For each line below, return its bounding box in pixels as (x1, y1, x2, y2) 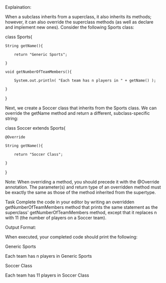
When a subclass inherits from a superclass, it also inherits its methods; (5, 14, 152, 19)
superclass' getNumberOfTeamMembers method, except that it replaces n (5, 210, 157, 215)
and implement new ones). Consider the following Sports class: (5, 24, 135, 30)
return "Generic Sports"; (14, 52, 68, 57)
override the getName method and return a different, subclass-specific (5, 110, 150, 116)
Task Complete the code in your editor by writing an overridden (5, 199, 135, 205)
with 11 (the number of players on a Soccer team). (5, 215, 107, 221)
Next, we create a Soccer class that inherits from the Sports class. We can (5, 105, 157, 111)
